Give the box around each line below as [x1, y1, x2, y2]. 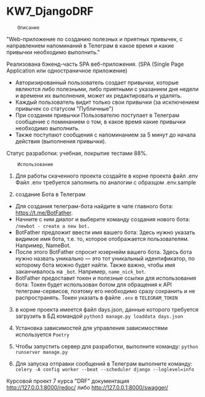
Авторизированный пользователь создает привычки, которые [15, 79, 179, 86]
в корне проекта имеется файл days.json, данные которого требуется [15, 305, 199, 313]
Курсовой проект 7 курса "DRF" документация [6, 377, 130, 385]
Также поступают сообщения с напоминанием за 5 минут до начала [15, 131, 196, 138]
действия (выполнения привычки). [15, 137, 107, 145]
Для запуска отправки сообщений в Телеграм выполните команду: [15, 360, 193, 367]
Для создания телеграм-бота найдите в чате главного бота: [15, 202, 174, 210]
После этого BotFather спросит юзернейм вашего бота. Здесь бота [15, 248, 192, 256]
